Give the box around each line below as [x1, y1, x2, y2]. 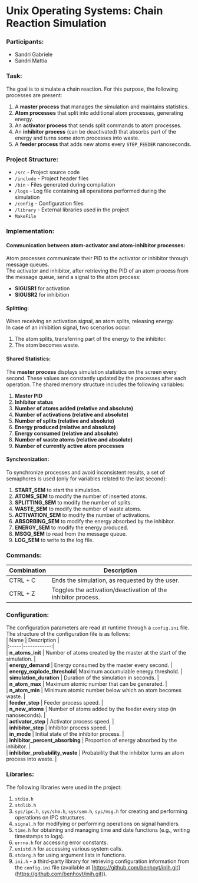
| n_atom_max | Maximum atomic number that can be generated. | [6, 680, 167, 688]
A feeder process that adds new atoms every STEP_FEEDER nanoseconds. [14, 140, 192, 148]
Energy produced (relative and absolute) [14, 423, 116, 430]
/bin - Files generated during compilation [14, 181, 115, 188]
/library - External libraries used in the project [14, 206, 130, 213]
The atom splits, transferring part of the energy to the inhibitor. [14, 336, 167, 343]
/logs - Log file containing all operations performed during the [14, 187, 166, 195]
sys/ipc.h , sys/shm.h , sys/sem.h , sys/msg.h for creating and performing [14, 808, 187, 815]
